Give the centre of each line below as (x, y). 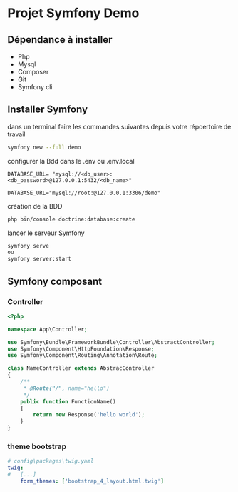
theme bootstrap (37, 446)
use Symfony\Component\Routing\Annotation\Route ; (83, 356)
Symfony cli (35, 87)
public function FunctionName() (68, 401)
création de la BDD (35, 206)
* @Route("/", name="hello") (67, 388)
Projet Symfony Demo (73, 13)
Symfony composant (55, 281)
